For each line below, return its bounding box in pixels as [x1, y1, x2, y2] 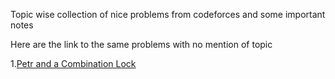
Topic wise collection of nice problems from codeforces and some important [10, 9, 326, 20]
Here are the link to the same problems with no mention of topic [10, 39, 273, 50]
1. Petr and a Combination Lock [10, 58, 137, 69]
